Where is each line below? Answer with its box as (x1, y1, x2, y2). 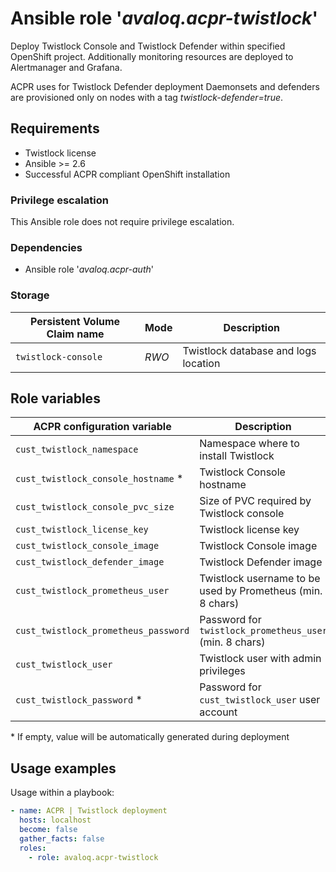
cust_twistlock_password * (15, 693, 143, 707)
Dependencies (10, 240, 83, 254)
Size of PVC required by (199, 494, 312, 508)
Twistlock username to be (199, 572, 321, 586)
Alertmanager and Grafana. (10, 61, 123, 73)
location (182, 356, 221, 370)
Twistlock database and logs (182, 343, 317, 357)
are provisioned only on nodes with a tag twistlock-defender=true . (10, 91, 284, 103)
